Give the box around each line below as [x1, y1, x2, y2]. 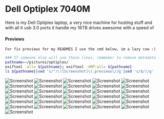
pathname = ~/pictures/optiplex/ [5, 60, 69, 65]
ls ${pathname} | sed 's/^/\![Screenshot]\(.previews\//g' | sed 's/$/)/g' [5, 69, 154, 74]
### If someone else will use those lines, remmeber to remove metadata [5, 55, 156, 60]
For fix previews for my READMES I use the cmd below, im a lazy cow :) [5, 47, 156, 52]
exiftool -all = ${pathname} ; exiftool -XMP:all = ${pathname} [5, 64, 132, 69]
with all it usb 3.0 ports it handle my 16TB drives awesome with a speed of [5, 24, 154, 30]
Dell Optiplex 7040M [5, 3, 90, 15]
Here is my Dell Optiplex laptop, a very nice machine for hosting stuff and [5, 20, 152, 25]
